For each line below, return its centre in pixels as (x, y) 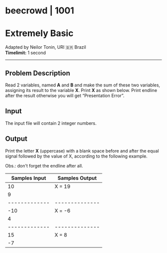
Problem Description (38, 73)
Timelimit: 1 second (26, 53)
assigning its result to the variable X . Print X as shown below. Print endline (81, 90)
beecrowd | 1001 (40, 11)
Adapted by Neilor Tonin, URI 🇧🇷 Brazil (45, 47)
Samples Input (29, 178)
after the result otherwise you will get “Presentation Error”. (65, 95)
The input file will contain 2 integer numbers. (51, 123)
